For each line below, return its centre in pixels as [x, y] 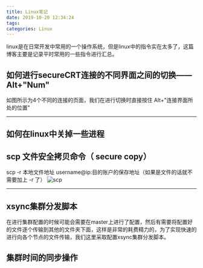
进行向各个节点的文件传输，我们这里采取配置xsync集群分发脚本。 [88, 237]
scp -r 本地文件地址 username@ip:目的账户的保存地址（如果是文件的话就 [97, 172]
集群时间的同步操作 [42, 258]
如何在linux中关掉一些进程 [55, 134]
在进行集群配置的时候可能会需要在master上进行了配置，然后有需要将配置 [97, 222]
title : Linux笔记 [27, 12]
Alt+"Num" [28, 85]
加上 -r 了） [31, 180]
